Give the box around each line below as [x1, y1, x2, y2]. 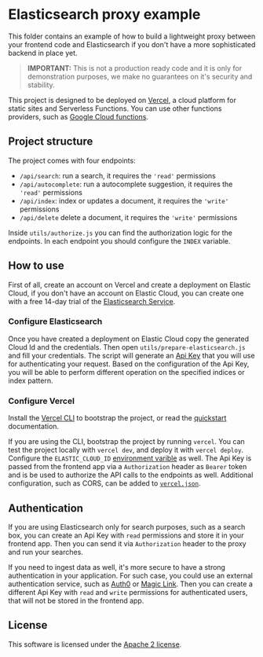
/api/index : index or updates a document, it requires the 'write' [19, 196, 229, 205]
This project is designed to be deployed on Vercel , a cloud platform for [8, 95, 237, 105]
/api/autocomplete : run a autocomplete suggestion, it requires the [19, 179, 233, 189]
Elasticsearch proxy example [8, 6, 201, 24]
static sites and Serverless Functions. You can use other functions [8, 104, 222, 113]
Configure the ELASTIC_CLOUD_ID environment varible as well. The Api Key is [8, 453, 252, 463]
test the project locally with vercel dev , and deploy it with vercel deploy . [8, 446, 244, 455]
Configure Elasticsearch [8, 316, 103, 327]
